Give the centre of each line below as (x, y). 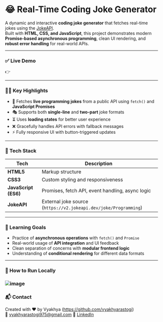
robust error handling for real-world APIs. (47, 43)
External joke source (65, 201)
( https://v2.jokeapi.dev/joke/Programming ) (92, 207)
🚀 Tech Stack (21, 151)
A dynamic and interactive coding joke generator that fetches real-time (76, 23)
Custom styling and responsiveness (82, 179)
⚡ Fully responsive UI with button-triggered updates (64, 132)
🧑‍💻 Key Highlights (27, 90)
